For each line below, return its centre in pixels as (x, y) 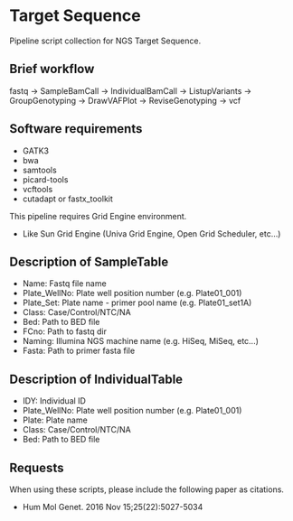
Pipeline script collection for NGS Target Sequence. (105, 41)
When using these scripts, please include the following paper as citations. (147, 489)
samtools (39, 170)
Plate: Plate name (55, 420)
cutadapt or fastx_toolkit (67, 199)
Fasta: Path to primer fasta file (79, 351)
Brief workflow (52, 69)
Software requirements (76, 129)
